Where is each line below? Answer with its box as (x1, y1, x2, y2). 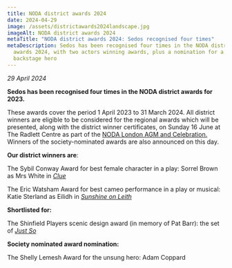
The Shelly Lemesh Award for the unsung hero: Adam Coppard (7, 253, 186, 261)
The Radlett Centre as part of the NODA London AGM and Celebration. (7, 130, 208, 138)
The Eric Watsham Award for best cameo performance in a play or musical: (7, 184, 221, 193)
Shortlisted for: (7, 205, 52, 214)
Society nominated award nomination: (7, 240, 119, 248)
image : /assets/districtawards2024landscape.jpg (7, 23, 150, 30)
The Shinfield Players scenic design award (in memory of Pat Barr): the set (7, 219, 220, 227)
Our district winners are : (7, 151, 79, 159)
